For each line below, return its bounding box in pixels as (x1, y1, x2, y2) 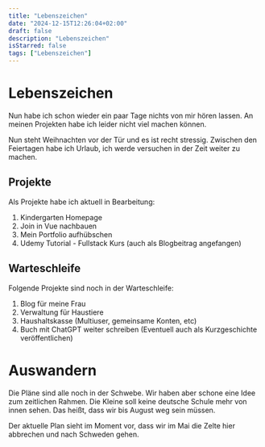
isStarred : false (8, 42, 67, 50)
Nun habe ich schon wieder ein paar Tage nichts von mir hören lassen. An (8, 111, 254, 120)
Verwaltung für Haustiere (19, 307, 104, 317)
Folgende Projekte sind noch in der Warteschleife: (8, 283, 174, 293)
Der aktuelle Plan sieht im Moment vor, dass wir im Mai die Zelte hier (8, 420, 236, 430)
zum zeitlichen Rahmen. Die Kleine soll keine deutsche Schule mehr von (8, 396, 247, 406)
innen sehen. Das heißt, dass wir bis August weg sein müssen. (8, 405, 216, 415)
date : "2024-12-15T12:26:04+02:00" (8, 19, 128, 27)
